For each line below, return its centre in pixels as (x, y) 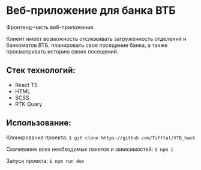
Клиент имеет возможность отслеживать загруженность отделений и (96, 38)
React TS (26, 85)
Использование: (39, 123)
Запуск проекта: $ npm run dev (46, 160)
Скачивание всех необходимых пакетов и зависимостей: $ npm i (90, 149)
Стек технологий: (41, 71)
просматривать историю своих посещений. (62, 51)
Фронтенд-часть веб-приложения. (51, 27)
